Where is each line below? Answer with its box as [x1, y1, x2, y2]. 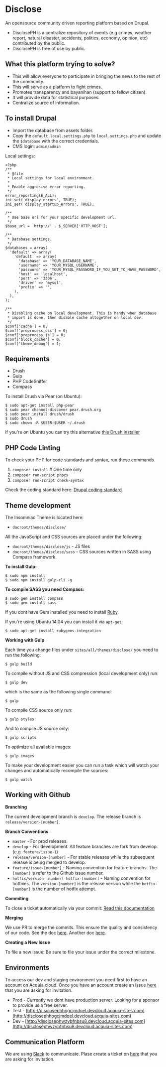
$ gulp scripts [5, 735, 37, 740]
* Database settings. [7, 237, 52, 242]
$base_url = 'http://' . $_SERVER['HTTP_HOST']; [5, 223, 108, 229]
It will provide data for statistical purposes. [12, 94, 100, 100]
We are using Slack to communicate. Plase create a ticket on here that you [5, 1051, 158, 1057]
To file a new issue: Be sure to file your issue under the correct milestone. [5, 949, 156, 955]
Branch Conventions [5, 828, 49, 834]
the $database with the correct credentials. [12, 138, 99, 144]
